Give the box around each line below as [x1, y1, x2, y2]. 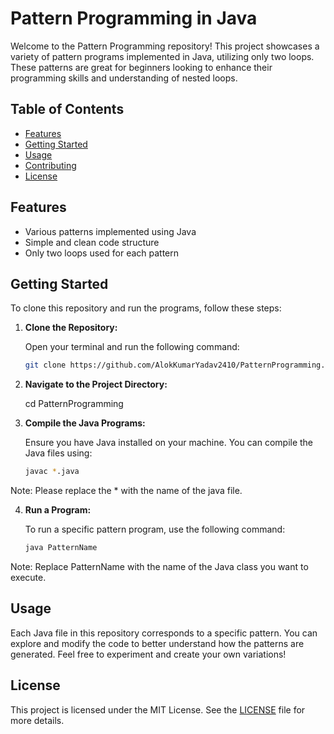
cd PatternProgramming [24, 398, 124, 410]
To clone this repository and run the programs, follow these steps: [10, 302, 282, 314]
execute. [10, 572, 47, 583]
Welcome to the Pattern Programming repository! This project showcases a [10, 40, 320, 52]
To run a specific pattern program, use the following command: [24, 523, 286, 536]
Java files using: [24, 447, 93, 459]
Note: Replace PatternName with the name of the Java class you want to [10, 561, 309, 572]
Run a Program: [24, 504, 92, 516]
